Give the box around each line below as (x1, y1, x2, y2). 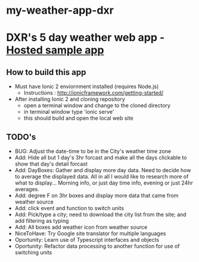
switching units (14, 249, 52, 256)
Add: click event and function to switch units (14, 205, 124, 211)
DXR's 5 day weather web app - (6, 31, 165, 45)
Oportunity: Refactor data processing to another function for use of (14, 242, 180, 249)
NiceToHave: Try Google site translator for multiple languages (14, 230, 166, 237)
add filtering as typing (14, 217, 69, 224)
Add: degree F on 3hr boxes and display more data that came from (14, 192, 179, 199)
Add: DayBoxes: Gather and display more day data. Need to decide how (14, 167, 191, 173)
